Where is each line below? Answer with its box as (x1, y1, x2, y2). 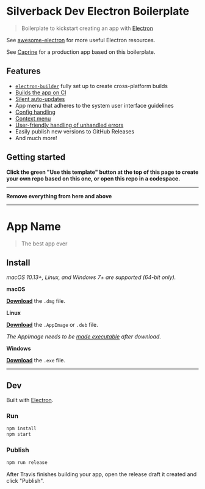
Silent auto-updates (15, 95, 65, 102)
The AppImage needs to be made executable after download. (6, 333, 162, 340)
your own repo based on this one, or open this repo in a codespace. (6, 174, 181, 182)
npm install (6, 425, 37, 432)
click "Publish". (6, 477, 45, 485)
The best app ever (21, 240, 68, 247)
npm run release (6, 460, 48, 466)
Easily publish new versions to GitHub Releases (15, 127, 135, 135)
